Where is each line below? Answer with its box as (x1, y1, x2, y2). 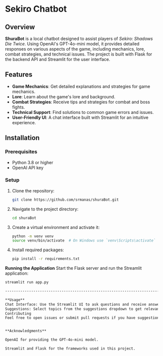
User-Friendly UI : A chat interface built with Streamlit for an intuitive (12, 114, 149, 120)
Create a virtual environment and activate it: (12, 224, 100, 230)
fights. (12, 104, 25, 110)
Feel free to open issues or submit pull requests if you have (5, 316, 136, 320)
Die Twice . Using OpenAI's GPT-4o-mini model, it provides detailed (5, 41, 140, 47)
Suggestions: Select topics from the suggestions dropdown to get (5, 306, 142, 311)
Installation (5, 134, 40, 142)
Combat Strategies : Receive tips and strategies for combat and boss (12, 99, 150, 105)
